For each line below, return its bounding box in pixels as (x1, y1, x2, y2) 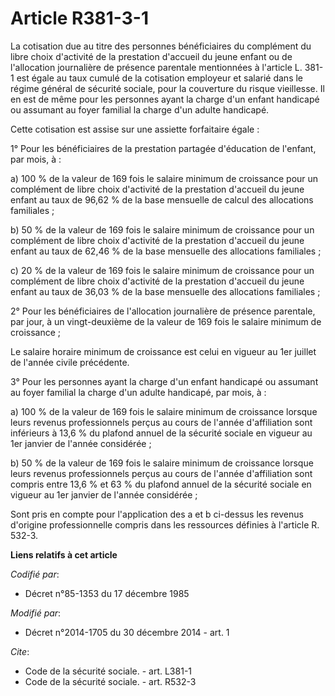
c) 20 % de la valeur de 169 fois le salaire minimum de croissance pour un (10, 264, 315, 276)
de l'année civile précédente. (10, 356, 130, 368)
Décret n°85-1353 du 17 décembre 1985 (24, 587, 190, 599)
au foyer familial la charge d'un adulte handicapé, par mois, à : (10, 386, 267, 398)
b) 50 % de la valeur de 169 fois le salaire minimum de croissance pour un (10, 223, 315, 236)
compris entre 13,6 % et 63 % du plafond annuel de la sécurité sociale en (10, 478, 312, 490)
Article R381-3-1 (10, 7, 150, 30)
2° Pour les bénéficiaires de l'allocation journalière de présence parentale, (10, 305, 316, 317)
